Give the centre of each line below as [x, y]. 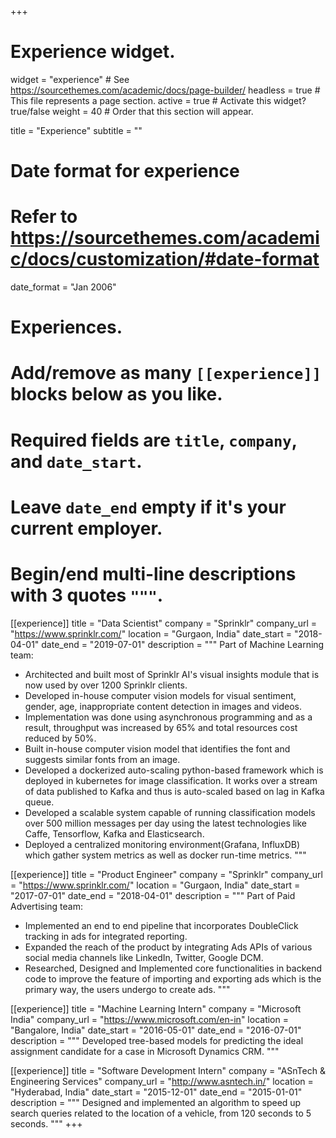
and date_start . [76, 461]
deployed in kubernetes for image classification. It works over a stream [171, 780]
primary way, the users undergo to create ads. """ [127, 989]
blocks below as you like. [116, 394]
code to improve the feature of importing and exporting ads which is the [173, 978]
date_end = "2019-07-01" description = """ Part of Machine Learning [183, 644]
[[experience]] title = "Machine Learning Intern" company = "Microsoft [156, 1008]
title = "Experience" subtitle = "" [76, 130]
